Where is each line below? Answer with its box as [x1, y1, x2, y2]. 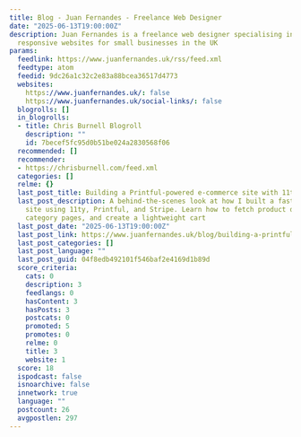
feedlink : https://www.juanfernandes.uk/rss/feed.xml [17, 55, 222, 64]
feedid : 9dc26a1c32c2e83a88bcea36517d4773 [17, 72, 178, 81]
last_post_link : [17, 230, 78, 239]
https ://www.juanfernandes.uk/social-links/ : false [25, 96, 222, 106]
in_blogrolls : [17, 113, 70, 122]
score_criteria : [17, 264, 78, 273]
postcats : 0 [25, 313, 70, 323]
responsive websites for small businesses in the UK [17, 38, 219, 48]
